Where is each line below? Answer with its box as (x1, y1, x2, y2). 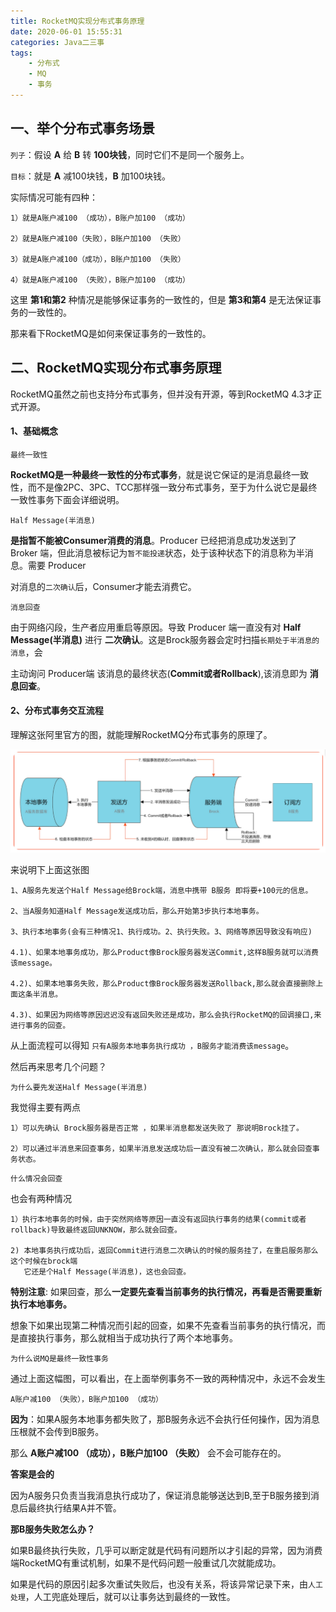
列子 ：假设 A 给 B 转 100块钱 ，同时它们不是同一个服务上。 (10, 148, 250, 160)
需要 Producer (27, 559, 87, 571)
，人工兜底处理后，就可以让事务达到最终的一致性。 (24, 1591, 236, 1603)
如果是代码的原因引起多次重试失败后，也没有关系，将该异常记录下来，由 (10, 1578, 308, 1590)
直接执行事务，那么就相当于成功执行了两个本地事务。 (18, 1332, 238, 1344)
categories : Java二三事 (10, 37, 105, 47)
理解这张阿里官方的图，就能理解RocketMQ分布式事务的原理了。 (10, 728, 273, 740)
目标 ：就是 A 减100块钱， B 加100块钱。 (10, 170, 172, 182)
